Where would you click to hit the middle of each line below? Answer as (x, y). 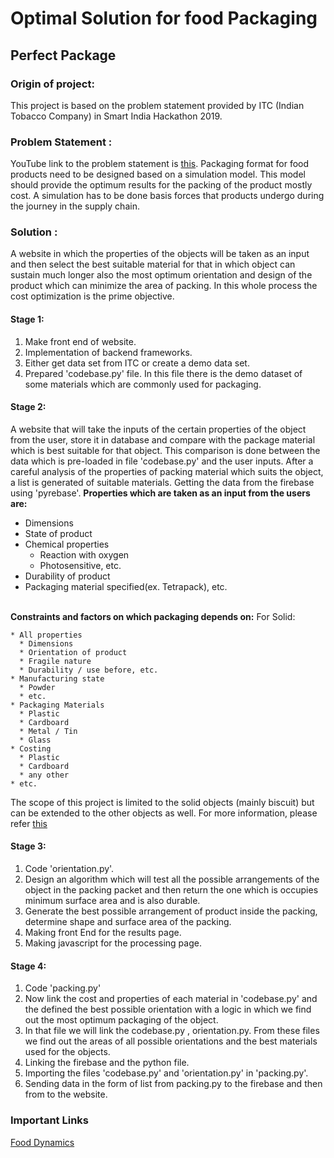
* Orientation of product (73, 652)
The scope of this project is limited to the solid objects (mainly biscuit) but (162, 802)
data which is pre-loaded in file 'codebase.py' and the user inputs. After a (162, 461)
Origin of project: (52, 84)
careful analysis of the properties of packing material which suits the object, (167, 471)
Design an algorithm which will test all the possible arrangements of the (172, 879)
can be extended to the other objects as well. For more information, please (164, 813)
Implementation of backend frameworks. (108, 352)
